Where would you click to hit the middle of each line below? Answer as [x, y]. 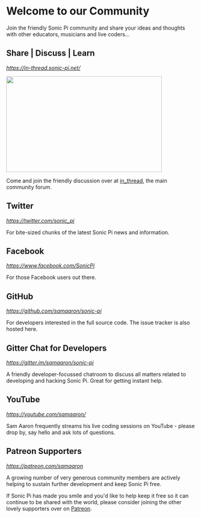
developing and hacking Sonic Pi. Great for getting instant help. [85, 381]
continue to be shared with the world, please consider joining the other [94, 502]
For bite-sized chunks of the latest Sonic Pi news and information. [88, 232]
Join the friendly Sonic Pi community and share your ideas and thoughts [96, 28]
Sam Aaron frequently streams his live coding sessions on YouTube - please [100, 426]
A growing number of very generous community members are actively [93, 478]
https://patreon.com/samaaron [45, 465]
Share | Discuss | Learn [51, 53]
